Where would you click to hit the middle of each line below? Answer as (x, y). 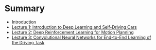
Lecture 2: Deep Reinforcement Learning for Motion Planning (73, 32)
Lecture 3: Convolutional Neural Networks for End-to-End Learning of (81, 37)
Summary (25, 8)
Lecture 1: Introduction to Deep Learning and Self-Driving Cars (74, 27)
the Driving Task (28, 42)
